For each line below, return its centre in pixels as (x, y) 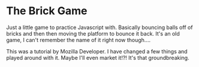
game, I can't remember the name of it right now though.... (79, 40)
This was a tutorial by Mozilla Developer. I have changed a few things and (97, 51)
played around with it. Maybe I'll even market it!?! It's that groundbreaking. (98, 58)
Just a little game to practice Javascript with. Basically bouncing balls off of (99, 27)
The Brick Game (47, 11)
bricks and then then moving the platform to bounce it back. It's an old (93, 33)
